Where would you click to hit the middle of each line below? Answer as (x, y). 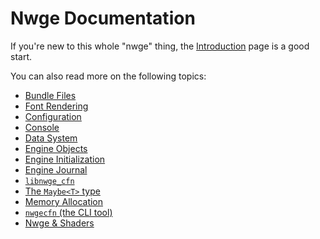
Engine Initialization (65, 159)
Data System (51, 138)
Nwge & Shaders (59, 223)
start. (21, 56)
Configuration (53, 116)
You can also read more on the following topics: (108, 76)
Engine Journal (56, 169)
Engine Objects (56, 148)
